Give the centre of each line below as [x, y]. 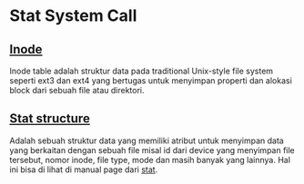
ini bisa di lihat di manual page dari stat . [84, 169]
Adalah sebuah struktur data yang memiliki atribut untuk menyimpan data [147, 140]
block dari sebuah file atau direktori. [77, 90]
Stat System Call [73, 16]
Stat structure [50, 119]
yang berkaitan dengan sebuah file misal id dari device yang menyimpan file [152, 150]
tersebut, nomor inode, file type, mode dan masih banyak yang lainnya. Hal [150, 160]
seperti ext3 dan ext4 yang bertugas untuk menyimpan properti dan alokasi [151, 81]
